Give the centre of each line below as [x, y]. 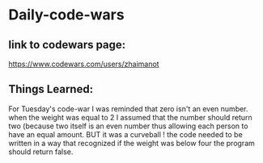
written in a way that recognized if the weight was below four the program [131, 143]
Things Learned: [51, 89]
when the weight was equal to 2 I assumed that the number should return [130, 117]
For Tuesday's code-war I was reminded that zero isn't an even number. [128, 109]
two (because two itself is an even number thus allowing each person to [128, 126]
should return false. [41, 152]
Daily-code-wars [66, 15]
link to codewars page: [67, 45]
